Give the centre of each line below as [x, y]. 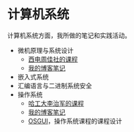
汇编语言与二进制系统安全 [55, 85]
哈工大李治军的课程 [56, 103]
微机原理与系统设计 [45, 50]
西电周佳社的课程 [53, 59]
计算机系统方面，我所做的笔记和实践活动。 [69, 35]
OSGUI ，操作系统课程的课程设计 [75, 121]
